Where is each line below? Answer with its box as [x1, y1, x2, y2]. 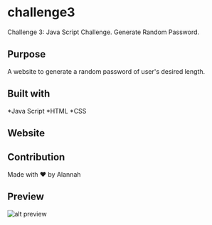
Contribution [7, 151, 65, 163]
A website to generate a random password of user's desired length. [7, 67, 206, 75]
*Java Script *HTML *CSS [7, 106, 87, 115]
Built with [7, 88, 51, 100]
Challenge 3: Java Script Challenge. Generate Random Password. [7, 28, 200, 36]
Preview [7, 191, 45, 203]
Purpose [7, 48, 46, 60]
